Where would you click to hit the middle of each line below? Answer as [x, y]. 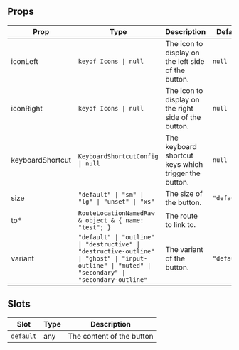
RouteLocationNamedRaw [116, 213]
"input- [135, 258]
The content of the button [111, 336]
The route [181, 216]
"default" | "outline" [116, 237]
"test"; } [95, 227]
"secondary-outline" [113, 279]
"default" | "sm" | [111, 194]
